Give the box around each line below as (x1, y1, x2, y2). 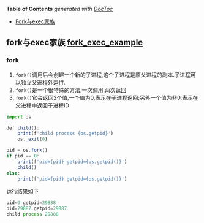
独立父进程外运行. (20, 78, 66, 86)
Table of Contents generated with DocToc (6, 6, 113, 12)
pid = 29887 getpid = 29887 (6, 205, 67, 212)
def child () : (6, 125, 40, 131)
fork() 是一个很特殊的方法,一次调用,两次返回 (15, 86, 127, 94)
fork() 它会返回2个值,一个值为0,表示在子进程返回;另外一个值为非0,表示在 (15, 94, 198, 101)
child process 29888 (6, 211, 59, 217)
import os (6, 113, 32, 120)
